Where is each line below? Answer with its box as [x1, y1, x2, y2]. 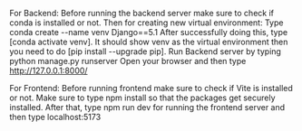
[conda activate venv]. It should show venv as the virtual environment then [9, 36, 288, 47]
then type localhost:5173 [9, 112, 102, 122]
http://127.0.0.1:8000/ [9, 65, 88, 76]
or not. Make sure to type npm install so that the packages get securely [9, 92, 276, 103]
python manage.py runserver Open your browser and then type [9, 56, 247, 66]
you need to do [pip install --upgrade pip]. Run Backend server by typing [9, 46, 281, 57]
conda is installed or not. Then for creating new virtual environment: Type [9, 17, 284, 28]
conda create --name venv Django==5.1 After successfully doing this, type [9, 27, 288, 37]
